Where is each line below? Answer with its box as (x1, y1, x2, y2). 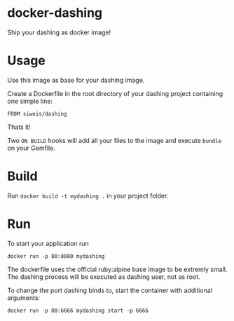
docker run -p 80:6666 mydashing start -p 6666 (7, 307, 149, 314)
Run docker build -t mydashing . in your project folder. (7, 191, 169, 200)
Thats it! (7, 123, 31, 131)
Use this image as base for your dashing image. (7, 76, 145, 84)
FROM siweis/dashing (7, 110, 68, 117)
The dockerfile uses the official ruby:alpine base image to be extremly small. (7, 265, 228, 273)
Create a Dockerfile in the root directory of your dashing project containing (7, 89, 223, 97)
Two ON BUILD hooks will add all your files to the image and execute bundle (7, 136, 222, 144)
